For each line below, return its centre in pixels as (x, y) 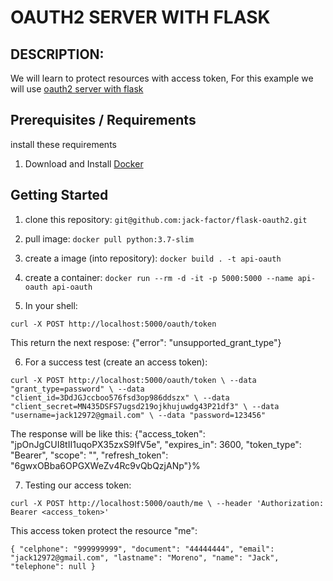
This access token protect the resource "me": (104, 530)
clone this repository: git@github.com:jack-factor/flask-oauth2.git (166, 219)
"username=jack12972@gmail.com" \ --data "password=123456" (138, 415)
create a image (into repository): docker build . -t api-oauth (153, 258)
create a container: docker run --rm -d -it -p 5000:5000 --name (159, 277)
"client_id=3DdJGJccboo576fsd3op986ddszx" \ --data (120, 397)
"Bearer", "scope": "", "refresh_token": (89, 455)
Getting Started (59, 195)
